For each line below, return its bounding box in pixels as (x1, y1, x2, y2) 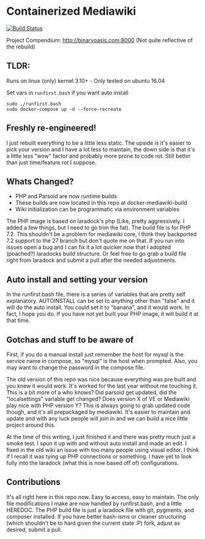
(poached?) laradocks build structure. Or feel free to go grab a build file (6, 250, 187, 258)
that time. (6, 317, 31, 324)
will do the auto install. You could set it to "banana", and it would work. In (6, 304, 190, 311)
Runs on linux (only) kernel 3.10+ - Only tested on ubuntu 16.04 (6, 77, 165, 84)
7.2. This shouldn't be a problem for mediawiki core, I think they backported (6, 231, 197, 238)
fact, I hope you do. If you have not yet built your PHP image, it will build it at (6, 310, 199, 318)
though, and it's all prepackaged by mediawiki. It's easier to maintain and (6, 408, 191, 415)
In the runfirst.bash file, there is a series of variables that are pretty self (6, 291, 186, 298)
